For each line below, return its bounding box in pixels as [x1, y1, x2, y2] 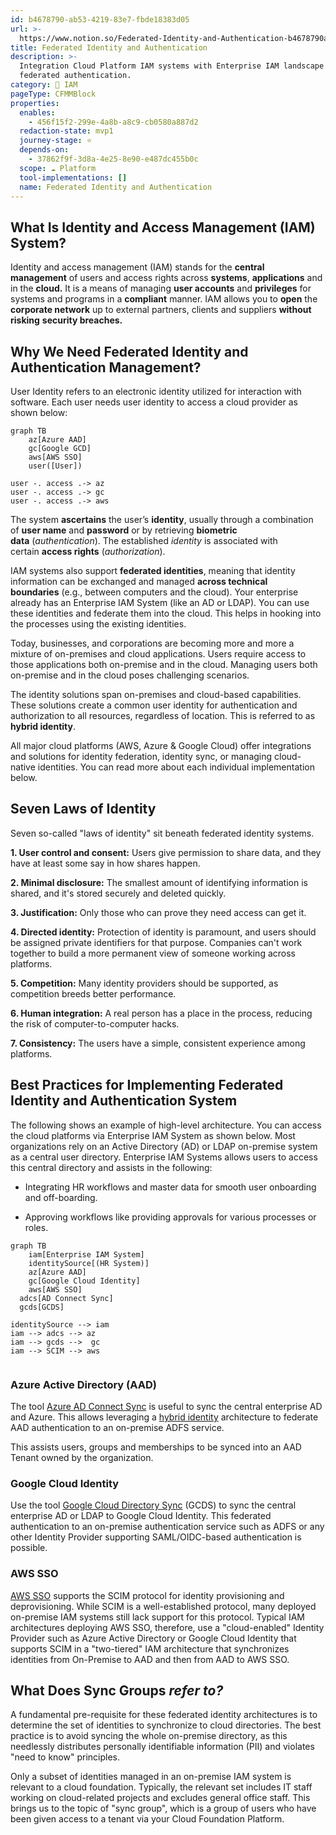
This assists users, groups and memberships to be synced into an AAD [10, 1441, 302, 1453]
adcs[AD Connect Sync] [19, 1293, 114, 1303]
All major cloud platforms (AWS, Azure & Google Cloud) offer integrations [10, 740, 312, 751]
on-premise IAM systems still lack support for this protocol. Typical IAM [10, 1611, 305, 1623]
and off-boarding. [24, 1191, 98, 1203]
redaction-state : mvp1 [19, 126, 114, 136]
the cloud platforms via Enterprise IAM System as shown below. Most [10, 1129, 296, 1141]
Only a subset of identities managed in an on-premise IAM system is [10, 1771, 292, 1783]
